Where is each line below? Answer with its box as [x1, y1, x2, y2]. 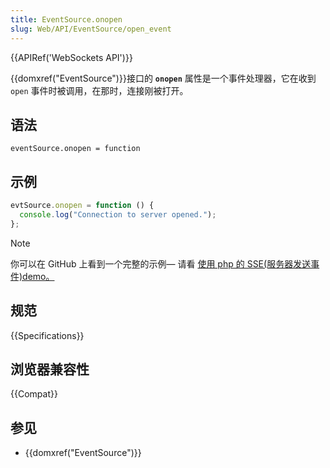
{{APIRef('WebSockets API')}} [10, 51, 133, 63]
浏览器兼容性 [10, 361, 90, 378]
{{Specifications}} [10, 329, 85, 341]
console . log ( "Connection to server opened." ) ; [19, 210, 217, 220]
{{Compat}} [10, 388, 58, 400]
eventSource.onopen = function [10, 144, 141, 154]
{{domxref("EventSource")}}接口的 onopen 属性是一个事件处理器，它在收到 [10, 72, 317, 84]
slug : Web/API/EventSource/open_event [10, 24, 172, 34]
